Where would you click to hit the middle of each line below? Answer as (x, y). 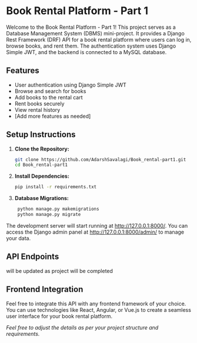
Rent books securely (39, 104)
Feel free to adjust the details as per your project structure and (82, 327)
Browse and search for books (50, 91)
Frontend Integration (45, 289)
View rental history (37, 109)
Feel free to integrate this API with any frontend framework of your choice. (96, 304)
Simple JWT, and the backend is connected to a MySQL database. (86, 52)
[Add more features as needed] (53, 116)
